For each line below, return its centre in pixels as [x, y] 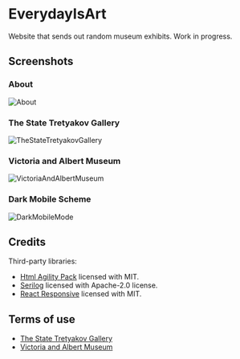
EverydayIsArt [57, 14]
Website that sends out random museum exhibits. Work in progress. [120, 36]
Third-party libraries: [43, 261]
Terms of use [42, 319]
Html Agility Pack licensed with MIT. [79, 277]
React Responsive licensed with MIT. [81, 294]
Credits [27, 242]
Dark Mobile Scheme [50, 199]
